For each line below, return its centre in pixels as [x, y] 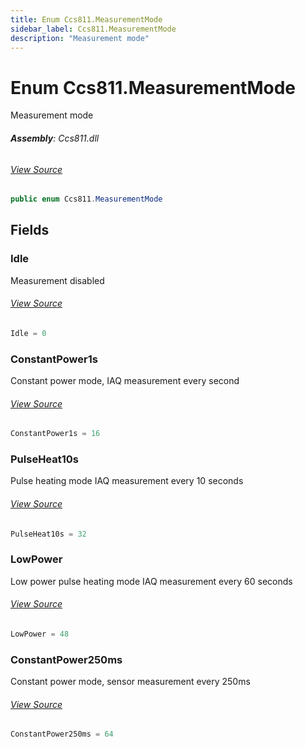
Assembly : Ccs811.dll [55, 138]
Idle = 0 [28, 333]
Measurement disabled [57, 280]
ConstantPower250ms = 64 [62, 734]
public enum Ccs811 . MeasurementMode [86, 199]
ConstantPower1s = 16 [55, 434]
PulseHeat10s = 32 [48, 534]
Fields [30, 230]
